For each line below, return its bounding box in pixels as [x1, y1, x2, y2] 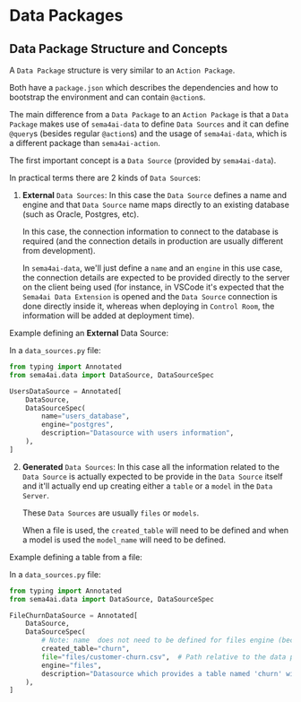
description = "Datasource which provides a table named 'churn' [41, 669, 282, 678]
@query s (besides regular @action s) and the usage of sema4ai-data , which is [9, 128, 288, 139]
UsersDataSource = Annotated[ [9, 386, 123, 395]
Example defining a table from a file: [9, 551, 143, 562]
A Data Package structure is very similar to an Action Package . [9, 65, 236, 75]
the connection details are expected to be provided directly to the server [21, 273, 290, 282]
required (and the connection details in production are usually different [21, 236, 284, 247]
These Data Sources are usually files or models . [21, 507, 200, 518]
